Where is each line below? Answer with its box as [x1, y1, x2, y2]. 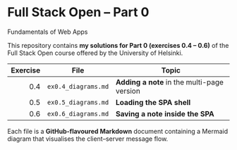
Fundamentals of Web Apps [7, 27, 88, 36]
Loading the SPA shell [115, 97, 191, 107]
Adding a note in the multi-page [115, 77, 224, 87]
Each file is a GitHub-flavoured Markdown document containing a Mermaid [7, 127, 228, 135]
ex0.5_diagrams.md [47, 98, 109, 106]
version [115, 86, 141, 96]
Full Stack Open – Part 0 [7, 4, 150, 20]
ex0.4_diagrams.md [47, 82, 109, 90]
